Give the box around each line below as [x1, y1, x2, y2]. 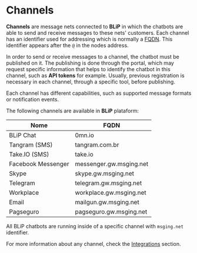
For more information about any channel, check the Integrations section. [6, 240, 181, 247]
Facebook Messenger [9, 159, 69, 168]
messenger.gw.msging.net [75, 159, 149, 168]
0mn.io [75, 131, 94, 139]
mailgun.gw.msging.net [75, 198, 139, 206]
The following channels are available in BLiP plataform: [6, 107, 139, 114]
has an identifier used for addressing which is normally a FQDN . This [6, 35, 173, 42]
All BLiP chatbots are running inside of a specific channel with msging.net [6, 222, 184, 229]
